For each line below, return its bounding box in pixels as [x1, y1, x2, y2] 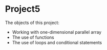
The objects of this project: [5, 20, 60, 25]
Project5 [5, 3, 41, 15]
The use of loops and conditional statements [12, 39, 102, 45]
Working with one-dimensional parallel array [12, 29, 102, 35]
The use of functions [12, 34, 55, 40]
